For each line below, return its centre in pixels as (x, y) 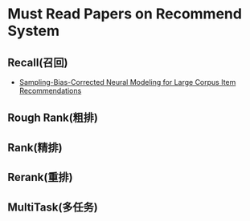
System (34, 31)
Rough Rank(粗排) (53, 118)
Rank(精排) (35, 148)
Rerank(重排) (40, 177)
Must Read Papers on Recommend (125, 14)
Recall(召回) (38, 62)
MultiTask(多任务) (53, 207)
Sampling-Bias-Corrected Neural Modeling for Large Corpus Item (127, 82)
